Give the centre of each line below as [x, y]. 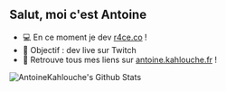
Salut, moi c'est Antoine [78, 15]
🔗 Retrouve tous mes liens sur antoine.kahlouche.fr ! [120, 59]
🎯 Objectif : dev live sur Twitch [80, 50]
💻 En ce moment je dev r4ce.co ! [85, 37]
